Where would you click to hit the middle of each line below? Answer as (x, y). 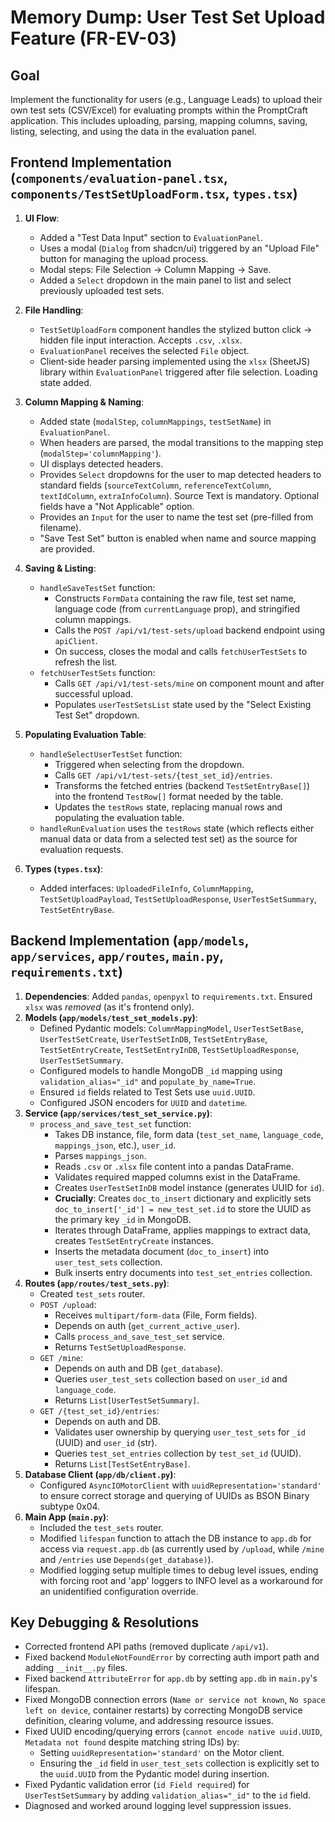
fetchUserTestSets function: (97, 672)
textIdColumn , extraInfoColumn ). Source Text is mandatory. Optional (179, 495)
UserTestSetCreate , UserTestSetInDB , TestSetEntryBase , (153, 1038)
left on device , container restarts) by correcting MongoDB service (163, 1710)
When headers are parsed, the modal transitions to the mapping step (181, 442)
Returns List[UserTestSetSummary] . (127, 1400)
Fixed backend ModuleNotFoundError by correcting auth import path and (172, 1657)
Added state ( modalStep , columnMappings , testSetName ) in (155, 421)
